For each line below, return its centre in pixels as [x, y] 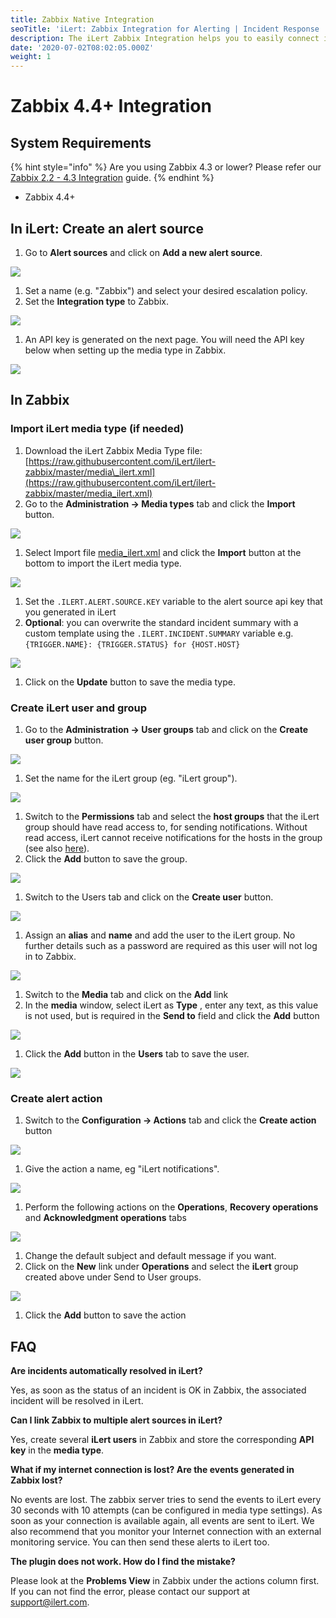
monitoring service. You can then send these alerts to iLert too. [140, 1542]
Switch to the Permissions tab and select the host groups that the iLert [172, 816]
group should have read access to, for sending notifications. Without [166, 827]
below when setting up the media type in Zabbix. [125, 350]
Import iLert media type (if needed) [97, 429]
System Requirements [81, 142]
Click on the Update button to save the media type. [130, 682]
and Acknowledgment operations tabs [105, 1218]
